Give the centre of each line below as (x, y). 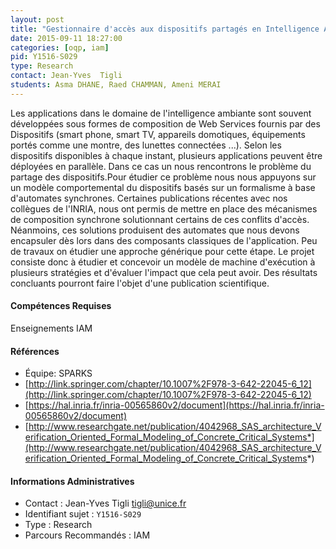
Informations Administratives (72, 481)
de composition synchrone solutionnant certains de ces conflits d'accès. (160, 219)
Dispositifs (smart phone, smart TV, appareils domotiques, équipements (158, 134)
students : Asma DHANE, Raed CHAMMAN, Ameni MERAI (116, 85)
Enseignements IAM (51, 328)
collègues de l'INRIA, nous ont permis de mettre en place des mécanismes (164, 208)
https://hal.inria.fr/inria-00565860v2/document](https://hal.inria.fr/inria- (176, 405)
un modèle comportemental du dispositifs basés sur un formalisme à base (163, 187)
